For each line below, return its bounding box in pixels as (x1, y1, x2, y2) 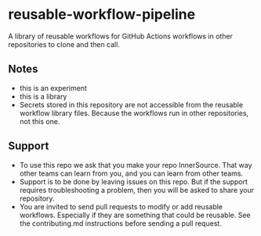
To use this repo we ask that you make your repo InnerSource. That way (19, 160, 252, 169)
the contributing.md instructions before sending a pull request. (19, 218, 222, 228)
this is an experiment (19, 83, 88, 93)
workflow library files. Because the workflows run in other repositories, (19, 108, 249, 118)
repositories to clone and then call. (8, 39, 120, 49)
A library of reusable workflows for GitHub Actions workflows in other (8, 31, 234, 41)
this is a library (19, 92, 67, 101)
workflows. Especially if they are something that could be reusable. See (19, 210, 251, 220)
